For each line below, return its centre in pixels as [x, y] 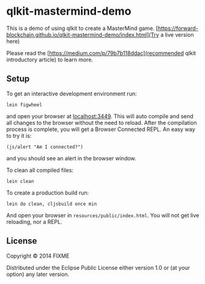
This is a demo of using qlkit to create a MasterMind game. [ [82, 28]
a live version [177, 34]
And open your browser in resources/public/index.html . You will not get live [103, 215]
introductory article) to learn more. [50, 59]
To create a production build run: [48, 192]
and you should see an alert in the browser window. [71, 158]
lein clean [20, 181]
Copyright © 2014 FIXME [38, 256]
